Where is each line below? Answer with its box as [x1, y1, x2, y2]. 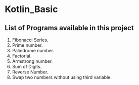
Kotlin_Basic [5, 4, 58, 15]
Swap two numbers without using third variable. [12, 74, 112, 80]
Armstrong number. [12, 58, 53, 64]
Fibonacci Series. [12, 37, 49, 43]
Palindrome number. [12, 48, 54, 53]
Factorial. [12, 53, 32, 59]
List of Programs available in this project [5, 24, 134, 32]
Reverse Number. [12, 69, 49, 75]
